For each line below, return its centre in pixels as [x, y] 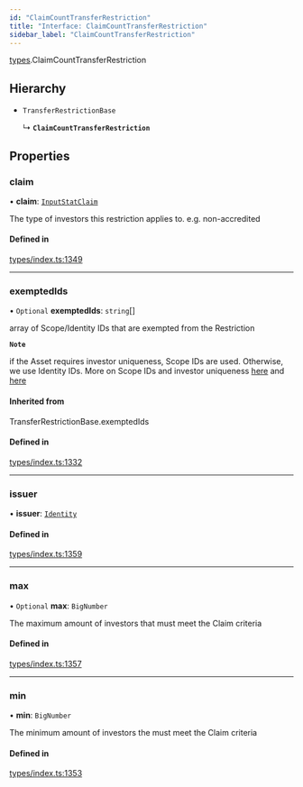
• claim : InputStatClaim [54, 201]
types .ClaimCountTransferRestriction [78, 60]
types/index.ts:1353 [46, 773]
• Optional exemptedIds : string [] [72, 311]
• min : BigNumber [41, 715]
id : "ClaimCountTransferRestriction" [80, 18]
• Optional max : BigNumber [59, 606]
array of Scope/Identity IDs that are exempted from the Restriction [132, 328]
